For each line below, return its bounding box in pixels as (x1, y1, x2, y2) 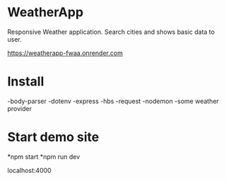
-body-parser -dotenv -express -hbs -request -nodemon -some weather (7, 97, 219, 105)
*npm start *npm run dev (7, 152, 81, 161)
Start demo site (7, 129, 100, 145)
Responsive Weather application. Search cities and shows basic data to (7, 28, 215, 36)
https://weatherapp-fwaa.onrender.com (7, 49, 124, 57)
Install (7, 73, 44, 90)
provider (7, 104, 32, 113)
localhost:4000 (7, 166, 52, 174)
